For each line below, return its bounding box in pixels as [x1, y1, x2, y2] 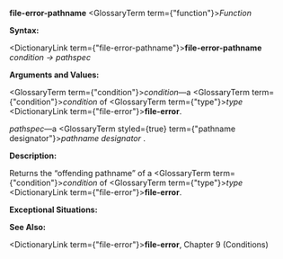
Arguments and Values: [9, 69, 100, 80]
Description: [9, 150, 57, 161]
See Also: [9, 222, 47, 232]
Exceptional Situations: [9, 204, 98, 215]
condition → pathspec [9, 52, 92, 62]
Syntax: [9, 25, 40, 35]
